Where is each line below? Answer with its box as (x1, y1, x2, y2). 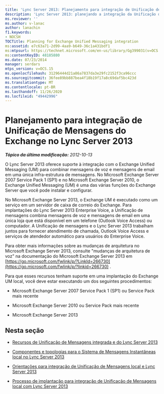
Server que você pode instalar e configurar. (5, 187, 93, 194)
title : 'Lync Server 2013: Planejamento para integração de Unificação (5, 7, 154, 12)
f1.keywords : (5, 30, 32, 35)
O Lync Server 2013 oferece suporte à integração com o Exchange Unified (5, 161, 155, 167)
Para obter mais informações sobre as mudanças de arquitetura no (5, 243, 140, 249)
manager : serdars (5, 62, 41, 67)
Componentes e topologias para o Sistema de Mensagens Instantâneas (12, 349, 156, 354)
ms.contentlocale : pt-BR (5, 84, 56, 90)
